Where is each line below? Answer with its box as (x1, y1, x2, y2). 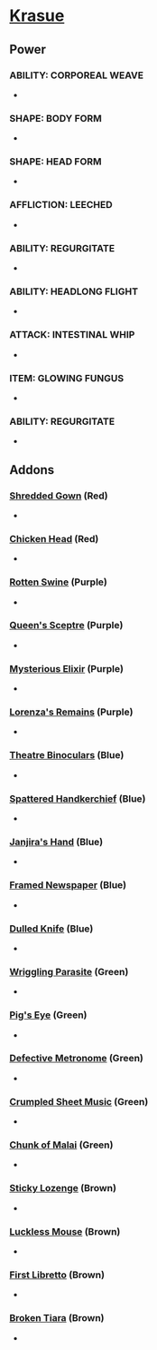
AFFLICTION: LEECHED (9, 199, 113, 212)
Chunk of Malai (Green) (9, 1138, 114, 1151)
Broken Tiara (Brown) (9, 1312, 106, 1325)
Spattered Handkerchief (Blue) (9, 792, 146, 804)
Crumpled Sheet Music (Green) (9, 1095, 149, 1108)
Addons (9, 462, 55, 478)
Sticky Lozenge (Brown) (9, 1182, 117, 1195)
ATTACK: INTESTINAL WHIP (9, 329, 135, 341)
